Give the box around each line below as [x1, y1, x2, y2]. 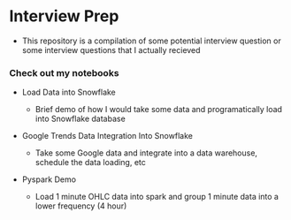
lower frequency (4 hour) [34, 201, 127, 211]
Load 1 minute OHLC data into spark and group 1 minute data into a [34, 192, 279, 202]
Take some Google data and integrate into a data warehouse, [34, 148, 258, 158]
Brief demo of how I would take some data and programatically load [34, 104, 283, 115]
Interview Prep [9, 6, 119, 27]
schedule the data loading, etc [34, 157, 146, 168]
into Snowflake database [34, 113, 126, 125]
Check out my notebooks [9, 66, 119, 79]
